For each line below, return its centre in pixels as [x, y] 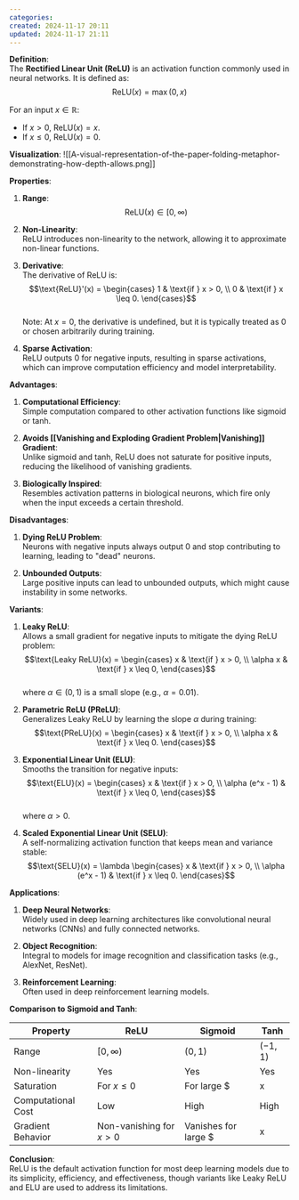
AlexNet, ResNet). [55, 965]
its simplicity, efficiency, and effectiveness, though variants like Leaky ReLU [148, 1178]
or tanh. [36, 421]
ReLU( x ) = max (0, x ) [149, 92]
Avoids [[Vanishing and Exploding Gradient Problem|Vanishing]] [143, 438]
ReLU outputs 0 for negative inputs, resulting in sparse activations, [144, 358]
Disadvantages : [39, 520]
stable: [34, 852]
